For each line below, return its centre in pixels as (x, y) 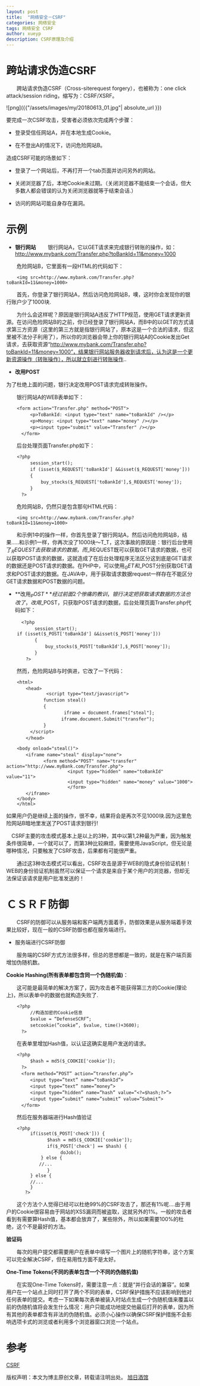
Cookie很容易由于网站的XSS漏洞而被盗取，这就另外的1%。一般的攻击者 (104, 1212)
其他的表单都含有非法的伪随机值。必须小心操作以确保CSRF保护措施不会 (99, 1315)
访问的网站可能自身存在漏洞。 (51, 203)
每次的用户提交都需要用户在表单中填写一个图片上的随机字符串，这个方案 (105, 1252)
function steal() (65, 700)
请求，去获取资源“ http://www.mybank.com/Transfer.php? (76, 344)
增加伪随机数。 (24, 963)
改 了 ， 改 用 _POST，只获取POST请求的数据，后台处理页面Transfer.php (100, 603)
